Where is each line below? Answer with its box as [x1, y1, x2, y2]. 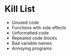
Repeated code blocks [11, 35, 57, 41]
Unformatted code [11, 30, 49, 36]
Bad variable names [11, 40, 52, 46]
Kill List [4, 3, 35, 15]
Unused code [11, 19, 39, 25]
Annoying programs [11, 45, 52, 51]
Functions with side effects [11, 24, 67, 30]
